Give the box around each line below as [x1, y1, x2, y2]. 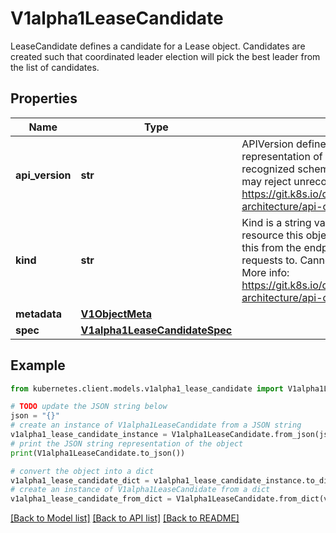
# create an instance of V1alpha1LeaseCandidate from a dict [10, 485, 271, 495]
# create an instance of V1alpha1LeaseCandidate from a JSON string [10, 420, 302, 431]
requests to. [241, 253, 298, 267]
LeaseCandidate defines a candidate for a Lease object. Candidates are [10, 40, 306, 52]
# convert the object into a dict [10, 466, 155, 476]
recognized [241, 162, 295, 176]
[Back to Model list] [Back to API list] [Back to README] [10, 512, 240, 524]
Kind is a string [241, 215, 312, 229]
